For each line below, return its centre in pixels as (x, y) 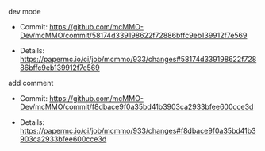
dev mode (25, 12)
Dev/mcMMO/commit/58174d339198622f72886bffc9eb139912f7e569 (133, 35)
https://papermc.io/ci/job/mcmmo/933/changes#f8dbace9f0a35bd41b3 (138, 131)
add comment (31, 83)
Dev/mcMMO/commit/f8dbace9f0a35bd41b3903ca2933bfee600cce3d (136, 107)
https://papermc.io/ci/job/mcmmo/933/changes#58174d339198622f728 (138, 59)
